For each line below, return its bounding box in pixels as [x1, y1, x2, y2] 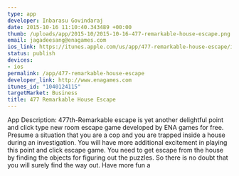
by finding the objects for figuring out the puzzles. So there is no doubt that [7, 153, 229, 162]
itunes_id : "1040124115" [7, 83, 81, 90]
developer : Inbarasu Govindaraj [7, 17, 103, 24]
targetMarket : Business [7, 89, 78, 97]
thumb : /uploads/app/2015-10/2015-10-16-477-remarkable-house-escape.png [7, 30, 231, 38]
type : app [7, 10, 37, 18]
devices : [7, 57, 33, 64]
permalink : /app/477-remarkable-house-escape [7, 70, 144, 77]
